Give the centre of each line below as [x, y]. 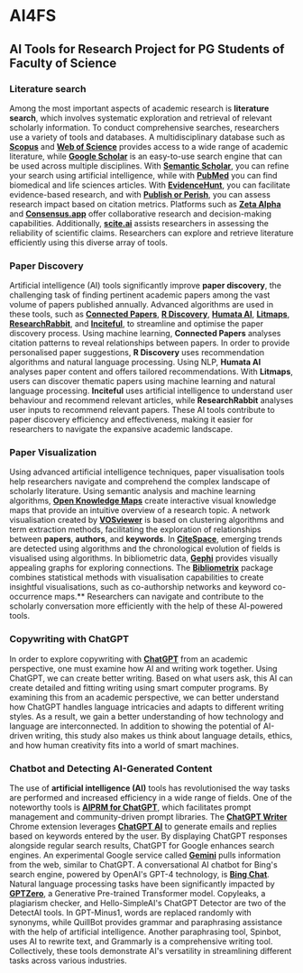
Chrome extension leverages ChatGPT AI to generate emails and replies [143, 827]
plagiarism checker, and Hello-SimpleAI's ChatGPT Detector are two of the [148, 904]
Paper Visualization [53, 453]
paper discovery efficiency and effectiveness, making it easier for [131, 419]
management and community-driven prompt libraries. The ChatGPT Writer [148, 817]
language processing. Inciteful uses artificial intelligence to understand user [151, 391]
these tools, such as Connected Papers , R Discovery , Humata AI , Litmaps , [150, 314]
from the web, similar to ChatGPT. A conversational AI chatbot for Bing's [143, 865]
